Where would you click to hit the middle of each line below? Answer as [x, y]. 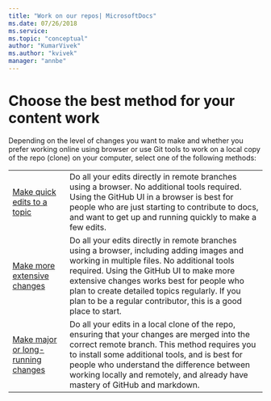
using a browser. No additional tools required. [156, 187]
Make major [35, 339]
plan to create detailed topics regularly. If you [155, 290]
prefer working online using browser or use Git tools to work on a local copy [134, 149]
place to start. [96, 310]
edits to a [30, 201]
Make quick [34, 192]
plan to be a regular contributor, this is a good [156, 301]
